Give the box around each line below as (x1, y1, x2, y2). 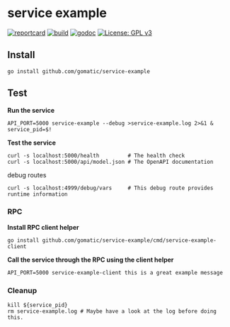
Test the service (7, 138, 57, 147)
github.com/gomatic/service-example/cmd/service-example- (42, 236, 217, 244)
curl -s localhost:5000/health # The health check (7, 152, 185, 159)
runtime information (7, 190, 69, 198)
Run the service (7, 106, 55, 114)
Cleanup (7, 285, 38, 295)
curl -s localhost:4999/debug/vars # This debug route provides (7, 184, 214, 192)
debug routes (7, 170, 47, 179)
